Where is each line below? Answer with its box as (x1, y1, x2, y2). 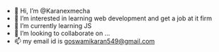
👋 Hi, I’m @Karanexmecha (13, 7, 91, 15)
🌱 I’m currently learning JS (13, 22, 92, 30)
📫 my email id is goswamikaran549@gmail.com (13, 37, 155, 45)
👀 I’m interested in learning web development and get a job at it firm (13, 14, 213, 22)
